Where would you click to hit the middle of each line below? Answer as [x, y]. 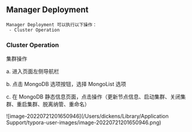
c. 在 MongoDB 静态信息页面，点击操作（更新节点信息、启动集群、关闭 [93, 97]
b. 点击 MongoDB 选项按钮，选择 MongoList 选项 [66, 84]
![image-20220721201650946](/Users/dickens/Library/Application [87, 116]
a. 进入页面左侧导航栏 [33, 72]
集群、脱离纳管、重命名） [58, 105]
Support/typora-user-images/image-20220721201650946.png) [84, 122]
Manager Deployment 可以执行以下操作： [52, 24]
